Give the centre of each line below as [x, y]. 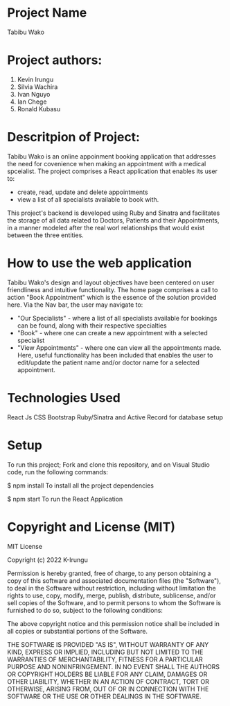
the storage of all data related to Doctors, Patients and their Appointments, [113, 220]
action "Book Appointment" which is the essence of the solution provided [112, 297]
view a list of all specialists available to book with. [88, 199]
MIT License [25, 546]
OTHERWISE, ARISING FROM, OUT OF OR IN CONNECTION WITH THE [108, 689]
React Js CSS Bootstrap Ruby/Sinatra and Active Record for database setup [115, 417]
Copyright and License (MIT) [91, 527]
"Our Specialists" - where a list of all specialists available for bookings [117, 318]
